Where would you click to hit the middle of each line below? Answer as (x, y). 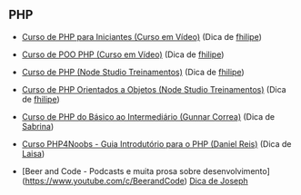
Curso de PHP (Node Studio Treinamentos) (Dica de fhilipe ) (133, 72)
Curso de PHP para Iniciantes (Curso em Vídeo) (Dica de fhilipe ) (142, 36)
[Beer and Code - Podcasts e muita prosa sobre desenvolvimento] (145, 171)
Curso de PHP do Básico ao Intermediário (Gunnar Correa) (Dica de (148, 116)
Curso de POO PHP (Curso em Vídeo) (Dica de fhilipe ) (123, 54)
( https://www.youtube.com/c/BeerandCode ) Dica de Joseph (135, 180)
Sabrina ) (38, 126)
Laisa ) (33, 153)
